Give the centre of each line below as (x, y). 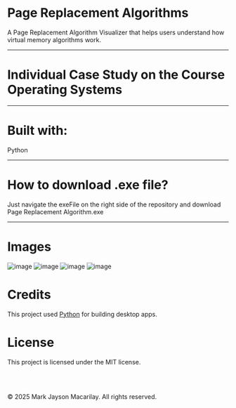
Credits (29, 295)
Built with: (38, 131)
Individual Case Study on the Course (116, 75)
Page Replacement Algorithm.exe (55, 211)
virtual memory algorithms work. (54, 39)
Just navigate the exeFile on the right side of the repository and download (114, 204)
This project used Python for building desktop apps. (83, 314)
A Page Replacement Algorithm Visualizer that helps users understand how (116, 32)
